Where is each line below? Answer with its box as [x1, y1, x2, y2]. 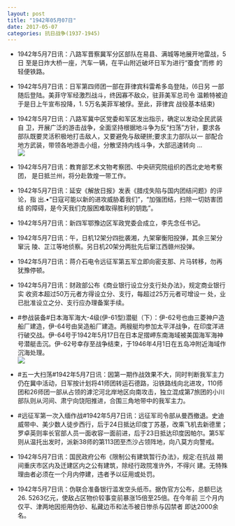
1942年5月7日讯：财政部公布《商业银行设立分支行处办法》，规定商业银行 [17, 281, 226, 289]
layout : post [7, 10, 45, 18]
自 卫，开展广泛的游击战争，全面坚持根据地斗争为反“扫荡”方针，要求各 [17, 123, 222, 132]
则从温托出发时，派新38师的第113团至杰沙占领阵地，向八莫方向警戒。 [17, 438, 218, 446]
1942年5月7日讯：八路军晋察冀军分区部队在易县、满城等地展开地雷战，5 [17, 50, 227, 58]
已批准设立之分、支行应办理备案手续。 [17, 298, 128, 307]
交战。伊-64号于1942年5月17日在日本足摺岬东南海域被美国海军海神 [29, 331, 224, 340]
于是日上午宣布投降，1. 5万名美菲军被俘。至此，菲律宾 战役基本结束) [17, 99, 215, 109]
